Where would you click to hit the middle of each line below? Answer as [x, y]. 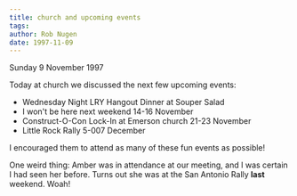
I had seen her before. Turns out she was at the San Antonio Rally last [137, 175]
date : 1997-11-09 [41, 42]
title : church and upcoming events [75, 17]
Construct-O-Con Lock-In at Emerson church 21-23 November [136, 121]
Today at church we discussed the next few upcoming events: [123, 85]
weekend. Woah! [40, 184]
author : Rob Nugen [43, 34]
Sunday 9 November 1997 [56, 68]
